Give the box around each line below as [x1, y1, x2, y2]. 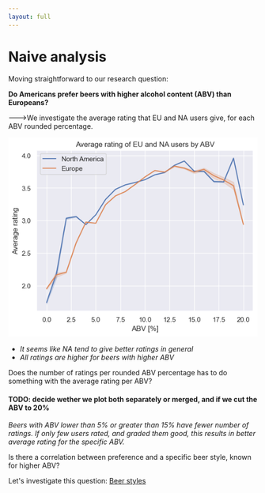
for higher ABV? [8, 461, 60, 470]
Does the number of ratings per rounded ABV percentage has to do [8, 367, 228, 377]
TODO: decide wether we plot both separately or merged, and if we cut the [8, 394, 258, 404]
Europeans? [8, 97, 49, 107]
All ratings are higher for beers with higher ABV [19, 352, 175, 362]
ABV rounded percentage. [8, 121, 93, 130]
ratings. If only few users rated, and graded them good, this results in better [8, 429, 256, 438]
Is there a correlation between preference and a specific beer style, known [8, 453, 252, 462]
